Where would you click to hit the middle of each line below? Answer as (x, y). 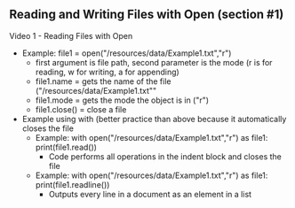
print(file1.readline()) (72, 184)
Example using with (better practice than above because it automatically (154, 119)
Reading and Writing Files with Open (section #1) (147, 15)
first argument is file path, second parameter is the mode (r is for (154, 62)
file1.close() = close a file (81, 109)
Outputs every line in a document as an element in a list (150, 194)
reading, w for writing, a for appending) (107, 72)
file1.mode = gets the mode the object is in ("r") (122, 100)
